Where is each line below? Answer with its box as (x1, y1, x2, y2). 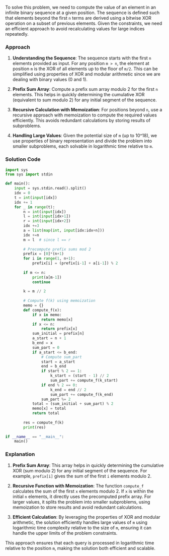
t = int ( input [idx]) (14, 195, 57, 200)
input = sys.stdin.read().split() (14, 186, 87, 191)
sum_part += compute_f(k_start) (50, 378, 118, 383)
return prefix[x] (41, 326, 78, 332)
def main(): (5, 181, 30, 186)
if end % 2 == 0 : (41, 383, 78, 388)
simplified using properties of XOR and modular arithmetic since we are (12, 71, 161, 77)
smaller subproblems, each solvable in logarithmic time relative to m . (12, 143, 153, 149)
